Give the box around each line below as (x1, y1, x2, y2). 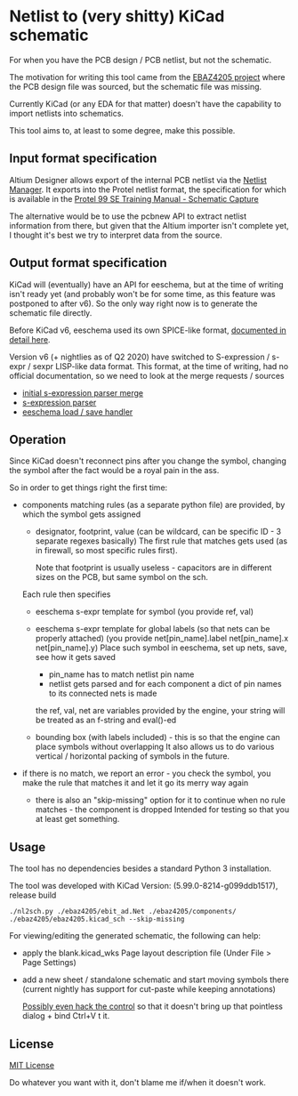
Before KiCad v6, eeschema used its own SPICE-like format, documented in (9, 325, 286, 335)
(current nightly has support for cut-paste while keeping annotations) (21, 984, 276, 995)
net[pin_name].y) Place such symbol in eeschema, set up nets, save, (35, 642, 287, 653)
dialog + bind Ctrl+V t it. (21, 1011, 110, 1021)
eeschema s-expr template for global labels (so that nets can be (35, 624, 270, 634)
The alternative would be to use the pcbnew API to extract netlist (9, 211, 247, 222)
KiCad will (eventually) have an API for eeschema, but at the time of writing (9, 278, 284, 290)
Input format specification (9, 151, 157, 166)
